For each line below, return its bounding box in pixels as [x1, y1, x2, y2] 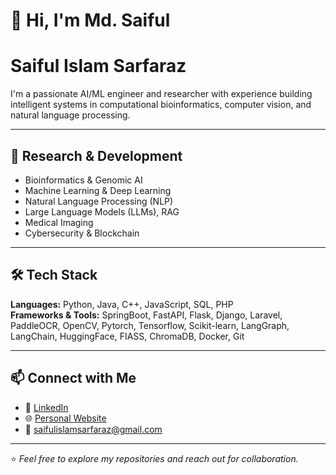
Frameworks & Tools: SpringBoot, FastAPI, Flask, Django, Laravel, [10, 309, 283, 321]
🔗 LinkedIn [24, 401, 69, 413]
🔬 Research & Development [10, 147, 183, 164]
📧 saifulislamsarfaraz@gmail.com [24, 423, 163, 435]
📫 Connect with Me [10, 370, 137, 387]
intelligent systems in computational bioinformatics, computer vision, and [10, 99, 312, 111]
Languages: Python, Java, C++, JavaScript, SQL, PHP [10, 298, 234, 310]
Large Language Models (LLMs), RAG [24, 205, 180, 218]
